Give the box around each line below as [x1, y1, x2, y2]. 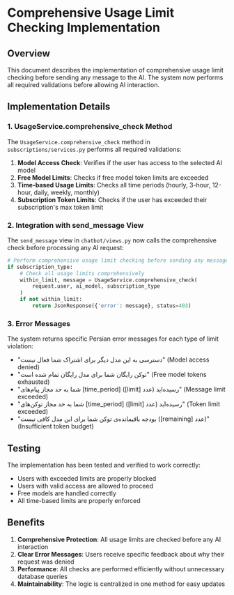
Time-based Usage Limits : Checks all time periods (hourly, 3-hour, [17, 180, 211, 189]
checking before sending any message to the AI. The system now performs [7, 73, 224, 82]
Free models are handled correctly [17, 489, 117, 497]
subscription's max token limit [17, 203, 104, 211]
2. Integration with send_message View [7, 220, 144, 230]
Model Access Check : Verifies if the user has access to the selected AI [17, 158, 223, 167]
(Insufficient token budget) [17, 422, 94, 431]
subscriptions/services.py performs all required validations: [7, 145, 182, 153]
